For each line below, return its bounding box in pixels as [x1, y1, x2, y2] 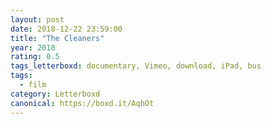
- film [19, 80, 47, 90]
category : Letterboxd [10, 89, 101, 99]
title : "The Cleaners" [10, 33, 105, 43]
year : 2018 [10, 42, 56, 53]
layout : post [10, 14, 65, 25]
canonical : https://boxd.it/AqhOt [10, 98, 155, 108]
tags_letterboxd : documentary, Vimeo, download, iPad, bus [10, 61, 262, 71]
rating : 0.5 [10, 52, 60, 62]
